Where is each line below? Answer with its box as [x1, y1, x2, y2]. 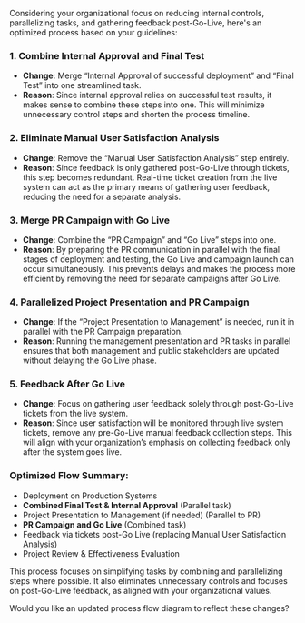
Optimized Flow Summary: [9, 469, 129, 482]
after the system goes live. [22, 447, 123, 457]
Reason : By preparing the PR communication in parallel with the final [22, 244, 280, 255]
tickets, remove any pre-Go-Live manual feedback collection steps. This [22, 427, 293, 438]
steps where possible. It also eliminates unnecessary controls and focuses [9, 575, 288, 586]
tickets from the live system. [22, 408, 129, 419]
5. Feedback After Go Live [9, 377, 125, 390]
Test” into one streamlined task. [22, 80, 142, 91]
